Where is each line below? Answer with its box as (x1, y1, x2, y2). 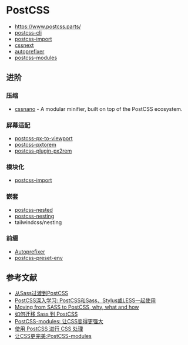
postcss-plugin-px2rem (14, 147, 72, 154)
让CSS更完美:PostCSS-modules (14, 332, 92, 339)
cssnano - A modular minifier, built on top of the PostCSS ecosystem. (14, 105, 183, 112)
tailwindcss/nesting (14, 218, 62, 226)
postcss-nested (14, 206, 53, 213)
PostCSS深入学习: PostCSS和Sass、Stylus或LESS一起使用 (14, 297, 156, 304)
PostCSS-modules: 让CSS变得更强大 (14, 317, 104, 324)
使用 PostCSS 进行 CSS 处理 (14, 325, 83, 332)
